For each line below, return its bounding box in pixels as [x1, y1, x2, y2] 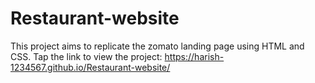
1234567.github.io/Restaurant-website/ [10, 61, 171, 73]
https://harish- [164, 50, 225, 62]
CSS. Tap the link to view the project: [10, 50, 163, 62]
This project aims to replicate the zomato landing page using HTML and [10, 40, 305, 52]
